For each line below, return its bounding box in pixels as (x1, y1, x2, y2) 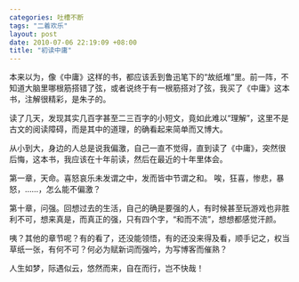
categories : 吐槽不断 (9, 12, 85, 22)
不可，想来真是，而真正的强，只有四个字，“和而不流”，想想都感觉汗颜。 (16, 214, 282, 225)
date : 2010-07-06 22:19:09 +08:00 (9, 37, 138, 47)
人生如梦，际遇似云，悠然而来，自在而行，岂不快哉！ (9, 263, 205, 274)
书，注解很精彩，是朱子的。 (9, 94, 111, 105)
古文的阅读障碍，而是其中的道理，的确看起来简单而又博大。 (9, 124, 228, 134)
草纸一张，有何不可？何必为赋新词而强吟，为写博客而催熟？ (9, 244, 228, 254)
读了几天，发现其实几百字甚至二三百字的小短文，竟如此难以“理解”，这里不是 (9, 113, 289, 124)
